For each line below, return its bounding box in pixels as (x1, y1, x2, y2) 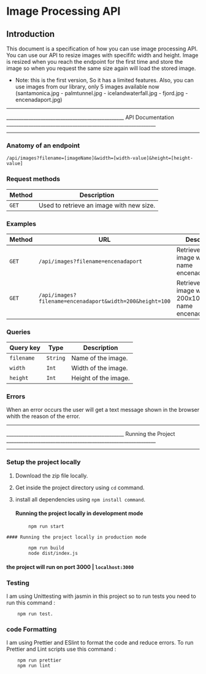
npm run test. (17, 611, 53, 617)
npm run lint (17, 663, 51, 669)
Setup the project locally (6, 458, 81, 467)
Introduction (6, 29, 55, 39)
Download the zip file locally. (15, 471, 88, 479)
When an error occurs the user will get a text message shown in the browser (6, 406, 200, 414)
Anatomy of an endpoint (6, 141, 80, 150)
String (46, 355, 66, 362)
